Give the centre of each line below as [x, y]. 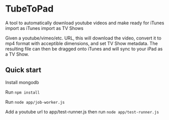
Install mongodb [22, 82]
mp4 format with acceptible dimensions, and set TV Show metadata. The [82, 43]
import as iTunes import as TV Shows [44, 28]
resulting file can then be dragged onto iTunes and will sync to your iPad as [84, 49]
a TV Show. [17, 54]
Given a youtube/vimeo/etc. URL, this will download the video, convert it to [83, 38]
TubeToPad [29, 9]
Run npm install [23, 92]
